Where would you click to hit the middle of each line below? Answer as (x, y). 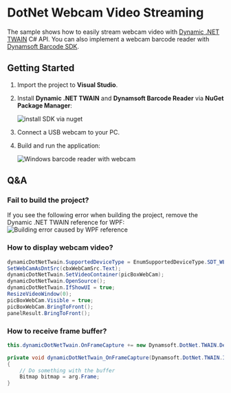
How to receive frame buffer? (57, 331)
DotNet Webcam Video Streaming (106, 13)
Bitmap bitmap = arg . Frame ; (59, 377)
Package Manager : (44, 105)
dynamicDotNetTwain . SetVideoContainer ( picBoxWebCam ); (86, 275)
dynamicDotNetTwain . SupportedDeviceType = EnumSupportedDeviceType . (107, 262)
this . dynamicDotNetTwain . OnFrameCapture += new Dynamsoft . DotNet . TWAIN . (113, 345)
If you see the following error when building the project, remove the (102, 215)
